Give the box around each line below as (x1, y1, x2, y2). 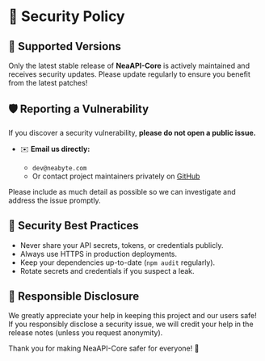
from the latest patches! (8, 78, 88, 87)
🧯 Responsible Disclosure (8, 290, 140, 304)
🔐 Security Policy (8, 7, 125, 26)
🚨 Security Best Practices (8, 219, 139, 233)
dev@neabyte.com (32, 164, 87, 172)
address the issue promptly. (8, 195, 101, 205)
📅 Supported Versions (8, 40, 121, 53)
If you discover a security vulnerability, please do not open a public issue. (8, 128, 256, 137)
